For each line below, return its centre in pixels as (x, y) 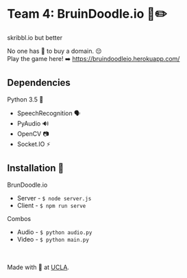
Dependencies (39, 83)
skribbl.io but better (35, 37)
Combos (19, 218)
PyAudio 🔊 (33, 123)
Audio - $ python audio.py (54, 232)
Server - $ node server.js (54, 198)
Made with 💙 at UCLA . (38, 267)
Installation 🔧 (36, 169)
